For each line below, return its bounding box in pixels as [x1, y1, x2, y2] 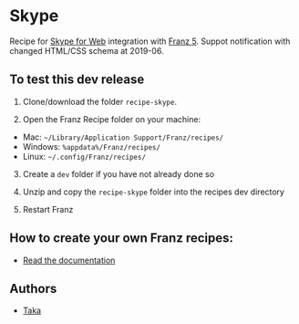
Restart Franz [22, 204, 74, 214]
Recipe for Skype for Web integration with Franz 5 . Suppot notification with [9, 36, 291, 47]
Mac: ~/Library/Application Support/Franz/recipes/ [22, 131, 224, 142]
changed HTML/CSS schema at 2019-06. [9, 45, 164, 56]
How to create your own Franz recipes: [9, 230, 234, 246]
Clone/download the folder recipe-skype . [22, 96, 178, 107]
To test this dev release [9, 72, 145, 88]
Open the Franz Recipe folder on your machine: [22, 113, 201, 124]
